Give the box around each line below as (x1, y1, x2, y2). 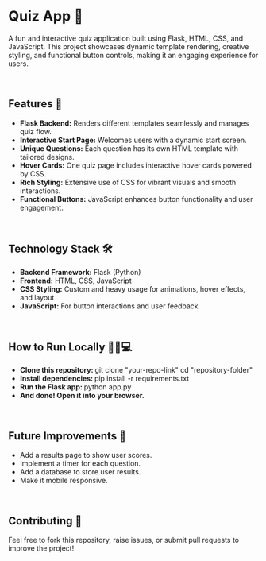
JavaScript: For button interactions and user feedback (19, 301, 199, 311)
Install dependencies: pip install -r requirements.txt (19, 373, 190, 384)
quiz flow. (19, 126, 52, 136)
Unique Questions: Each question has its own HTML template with (19, 143, 238, 153)
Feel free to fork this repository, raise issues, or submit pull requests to (8, 536, 240, 544)
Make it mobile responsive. (19, 476, 109, 486)
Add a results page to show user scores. (19, 451, 152, 460)
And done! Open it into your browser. (19, 391, 145, 400)
